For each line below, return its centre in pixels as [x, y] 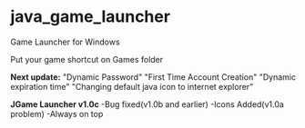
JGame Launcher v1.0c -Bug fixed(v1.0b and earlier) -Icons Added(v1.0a [147, 104]
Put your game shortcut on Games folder [87, 59]
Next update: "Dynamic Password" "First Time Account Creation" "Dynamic [153, 77]
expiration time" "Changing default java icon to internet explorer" [132, 86]
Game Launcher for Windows [66, 42]
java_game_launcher [91, 17]
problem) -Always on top [57, 113]
